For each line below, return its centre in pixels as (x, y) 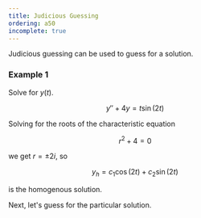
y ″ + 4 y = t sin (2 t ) (135, 108)
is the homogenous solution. (55, 190)
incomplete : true (37, 31)
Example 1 (29, 75)
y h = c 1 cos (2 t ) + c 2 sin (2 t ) (135, 173)
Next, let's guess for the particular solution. (80, 205)
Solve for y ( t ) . (31, 92)
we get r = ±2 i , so (38, 156)
